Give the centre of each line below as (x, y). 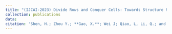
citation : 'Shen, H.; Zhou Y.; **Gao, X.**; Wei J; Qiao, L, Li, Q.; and (86, 24)
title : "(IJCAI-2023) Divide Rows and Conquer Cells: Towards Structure (84, 10)
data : (11, 19)
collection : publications (33, 14)
